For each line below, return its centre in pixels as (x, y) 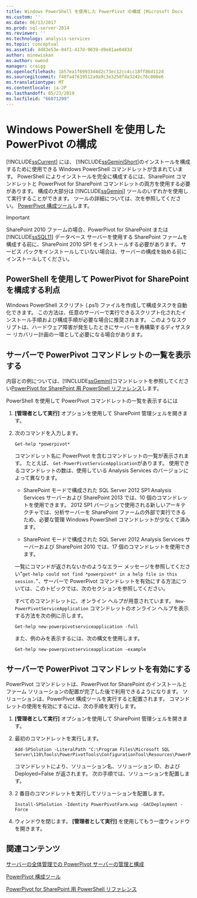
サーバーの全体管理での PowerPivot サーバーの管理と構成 (75, 864)
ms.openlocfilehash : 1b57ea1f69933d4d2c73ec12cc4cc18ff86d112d (85, 72)
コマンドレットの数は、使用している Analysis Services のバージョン (101, 470)
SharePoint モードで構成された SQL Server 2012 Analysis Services (103, 540)
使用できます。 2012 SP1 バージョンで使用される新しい (100, 505)
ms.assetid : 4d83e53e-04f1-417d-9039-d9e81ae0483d (69, 50)
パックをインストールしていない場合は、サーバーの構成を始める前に (105, 251)
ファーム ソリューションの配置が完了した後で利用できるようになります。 (94, 692)
